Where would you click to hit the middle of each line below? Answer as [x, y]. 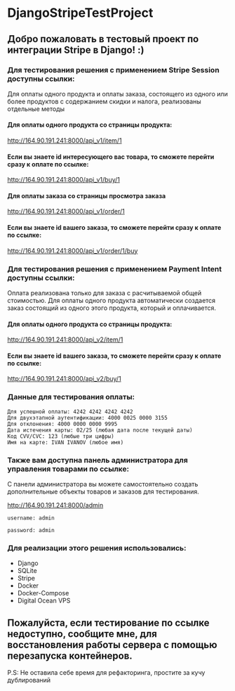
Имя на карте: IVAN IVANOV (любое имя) [66, 442]
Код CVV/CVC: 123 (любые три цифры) [61, 436]
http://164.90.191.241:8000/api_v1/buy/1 [64, 180]
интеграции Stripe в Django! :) [76, 50]
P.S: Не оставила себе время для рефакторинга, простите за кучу [106, 673]
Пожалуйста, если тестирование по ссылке [108, 622]
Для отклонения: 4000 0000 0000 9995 [62, 424]
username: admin [31, 518]
